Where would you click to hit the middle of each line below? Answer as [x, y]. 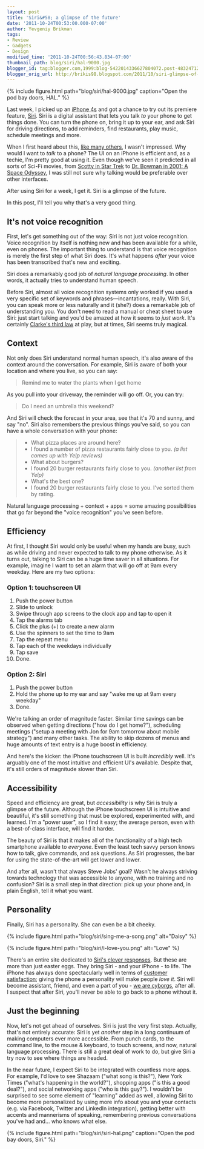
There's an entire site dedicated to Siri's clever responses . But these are [97, 960]
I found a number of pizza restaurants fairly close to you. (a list [109, 449]
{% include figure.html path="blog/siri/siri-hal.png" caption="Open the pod [101, 1133]
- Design [18, 52]
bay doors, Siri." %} [31, 1139]
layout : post [23, 12]
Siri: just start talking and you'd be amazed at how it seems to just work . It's [101, 318]
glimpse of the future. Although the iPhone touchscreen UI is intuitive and [98, 809]
